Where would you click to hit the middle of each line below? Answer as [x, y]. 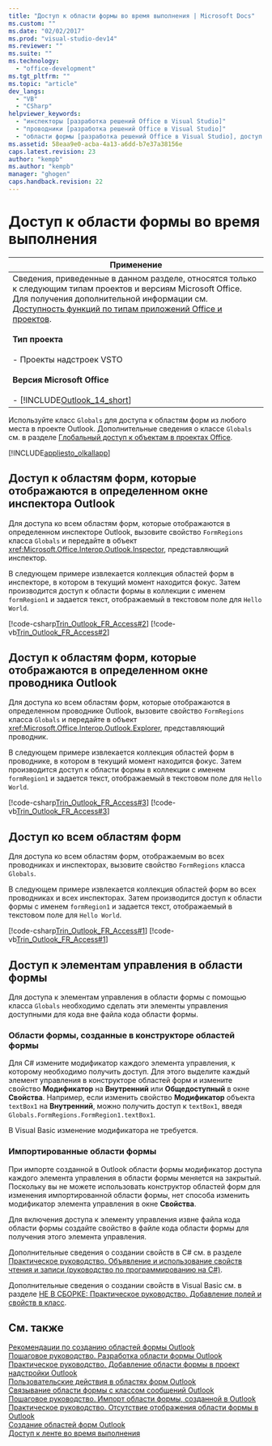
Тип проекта [38, 339]
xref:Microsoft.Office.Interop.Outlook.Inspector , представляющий [119, 549]
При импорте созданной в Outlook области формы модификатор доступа [136, 1169]
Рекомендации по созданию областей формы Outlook [102, 1347]
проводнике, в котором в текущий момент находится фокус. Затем [125, 761]
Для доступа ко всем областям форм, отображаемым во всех [117, 857]
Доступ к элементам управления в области [125, 965]
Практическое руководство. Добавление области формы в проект [124, 1365]
